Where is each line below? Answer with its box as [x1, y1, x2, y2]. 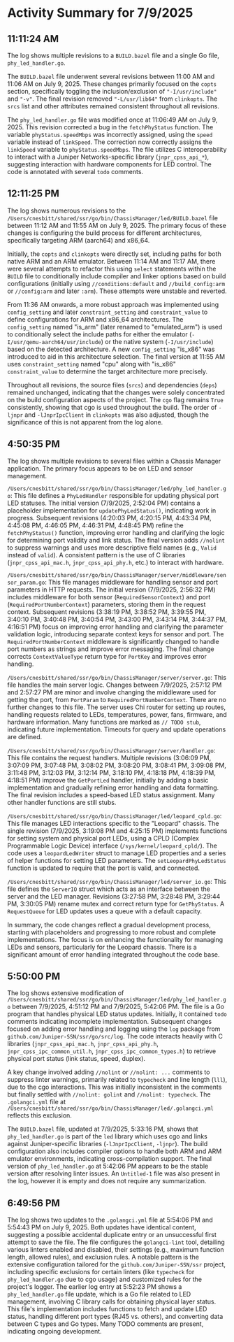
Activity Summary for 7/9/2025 [7, 5, 193, 21]
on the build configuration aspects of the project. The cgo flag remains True [7, 395, 224, 404]
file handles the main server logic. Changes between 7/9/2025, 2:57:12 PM [7, 680, 222, 689]
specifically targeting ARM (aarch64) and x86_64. [7, 236, 150, 244]
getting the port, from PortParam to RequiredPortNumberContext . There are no [7, 695, 227, 704]
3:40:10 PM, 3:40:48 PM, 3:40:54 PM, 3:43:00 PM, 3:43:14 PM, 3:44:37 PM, [7, 615, 227, 623]
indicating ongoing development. [7, 1327, 103, 1336]
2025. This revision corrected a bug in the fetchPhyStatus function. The [7, 123, 214, 131]
